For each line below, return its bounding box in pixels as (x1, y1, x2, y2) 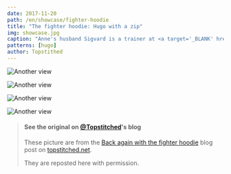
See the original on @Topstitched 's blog (23, 123, 142, 131)
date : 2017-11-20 (7, 10, 57, 17)
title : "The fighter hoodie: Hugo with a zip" (7, 23, 143, 30)
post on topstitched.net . (23, 146, 92, 154)
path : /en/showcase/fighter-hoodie (7, 17, 109, 23)
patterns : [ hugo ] (7, 42, 57, 49)
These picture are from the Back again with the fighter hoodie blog (23, 138, 213, 146)
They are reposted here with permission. (23, 159, 140, 167)
